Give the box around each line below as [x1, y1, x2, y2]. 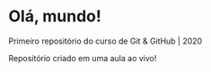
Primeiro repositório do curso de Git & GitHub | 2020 [8, 36, 203, 46]
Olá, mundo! [8, 6, 102, 27]
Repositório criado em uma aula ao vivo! [8, 52, 157, 63]
